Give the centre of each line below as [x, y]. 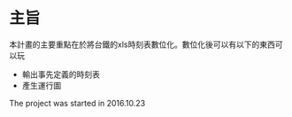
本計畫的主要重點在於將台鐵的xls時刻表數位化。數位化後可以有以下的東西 [142, 44]
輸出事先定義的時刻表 [61, 74]
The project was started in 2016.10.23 [77, 103]
